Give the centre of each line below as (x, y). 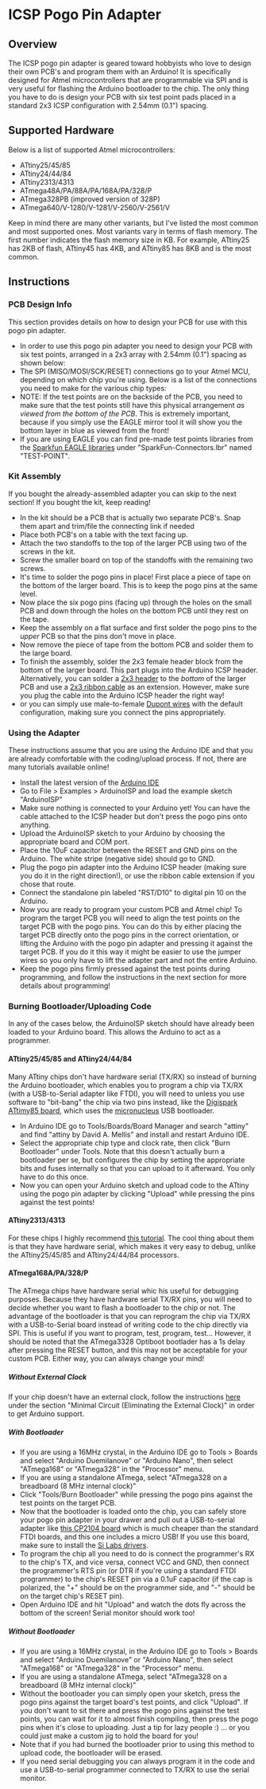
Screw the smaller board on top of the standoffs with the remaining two (136, 560)
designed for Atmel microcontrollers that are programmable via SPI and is (128, 80)
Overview (33, 44)
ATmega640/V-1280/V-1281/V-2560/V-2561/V (95, 207)
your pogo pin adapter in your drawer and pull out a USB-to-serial (127, 1520)
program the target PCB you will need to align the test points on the (130, 918)
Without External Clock (48, 1376)
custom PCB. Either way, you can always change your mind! (106, 1358)
